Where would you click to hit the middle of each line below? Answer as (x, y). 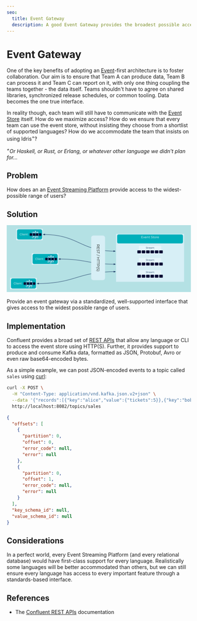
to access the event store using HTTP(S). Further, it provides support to (93, 346)
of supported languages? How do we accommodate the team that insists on (98, 132)
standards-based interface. (39, 579)
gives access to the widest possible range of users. (69, 308)
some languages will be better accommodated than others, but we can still (96, 567)
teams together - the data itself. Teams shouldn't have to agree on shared (95, 89)
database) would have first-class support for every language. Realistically (95, 561)
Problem (23, 176)
